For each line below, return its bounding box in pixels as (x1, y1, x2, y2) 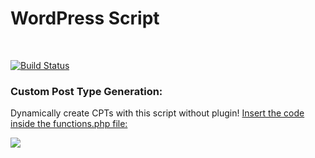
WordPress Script (10, 7, 160, 30)
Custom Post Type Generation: (10, 84, 163, 98)
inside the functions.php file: (10, 118, 128, 130)
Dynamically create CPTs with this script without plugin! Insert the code (10, 107, 305, 119)
